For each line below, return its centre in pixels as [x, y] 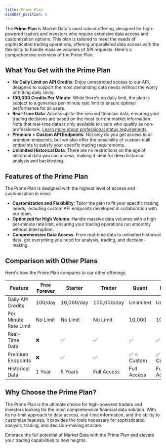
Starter [74, 288]
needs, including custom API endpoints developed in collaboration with [84, 209]
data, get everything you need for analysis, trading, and [69, 240]
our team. [22, 214]
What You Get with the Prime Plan [58, 70]
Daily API [18, 299]
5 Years [69, 371]
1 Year [43, 371]
